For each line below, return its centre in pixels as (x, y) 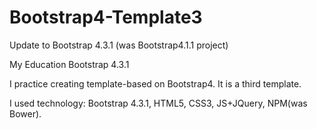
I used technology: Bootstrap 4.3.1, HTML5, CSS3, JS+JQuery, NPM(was (158, 103)
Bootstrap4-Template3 (106, 17)
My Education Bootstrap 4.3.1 (69, 64)
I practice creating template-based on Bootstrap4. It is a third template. (155, 83)
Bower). (25, 113)
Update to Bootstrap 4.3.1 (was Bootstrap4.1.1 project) (119, 45)
